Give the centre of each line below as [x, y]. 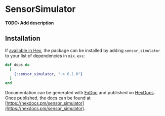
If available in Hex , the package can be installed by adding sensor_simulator [83, 50]
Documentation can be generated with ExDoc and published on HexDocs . [80, 93]
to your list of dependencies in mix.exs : [45, 56]
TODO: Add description [30, 23]
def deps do [17, 65]
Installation [23, 38]
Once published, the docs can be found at [48, 98]
